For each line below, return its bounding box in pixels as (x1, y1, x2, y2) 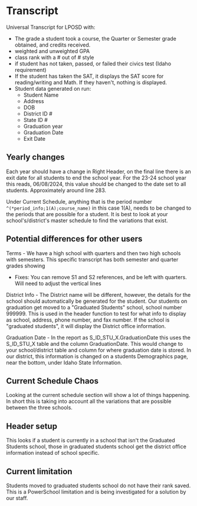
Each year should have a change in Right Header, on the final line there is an (6, 168, 192, 175)
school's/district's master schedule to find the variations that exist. (6, 217, 168, 224)
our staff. (6, 495, 28, 501)
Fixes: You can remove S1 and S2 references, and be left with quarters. (14, 273, 187, 280)
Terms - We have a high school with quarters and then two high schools (6, 249, 181, 257)
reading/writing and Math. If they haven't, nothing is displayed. (14, 78, 167, 86)
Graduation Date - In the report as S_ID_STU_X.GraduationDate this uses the (6, 334, 191, 341)
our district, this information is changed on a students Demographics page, (6, 352, 189, 360)
